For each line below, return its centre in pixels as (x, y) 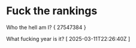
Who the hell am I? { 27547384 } (46, 27)
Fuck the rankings (52, 11)
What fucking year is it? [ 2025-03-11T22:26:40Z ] (68, 39)
